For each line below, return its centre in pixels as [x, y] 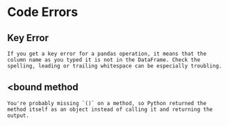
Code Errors [43, 12]
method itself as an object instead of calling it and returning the [110, 109]
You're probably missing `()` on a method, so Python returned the [107, 103]
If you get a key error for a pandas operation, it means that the [107, 54]
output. [18, 116]
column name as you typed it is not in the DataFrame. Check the [104, 60]
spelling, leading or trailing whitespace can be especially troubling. [115, 66]
